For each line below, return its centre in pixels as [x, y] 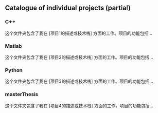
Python [14, 70]
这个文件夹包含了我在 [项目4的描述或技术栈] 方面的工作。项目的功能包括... [79, 105]
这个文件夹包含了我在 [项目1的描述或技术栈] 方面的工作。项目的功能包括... [79, 33]
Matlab [14, 46]
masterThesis [22, 94]
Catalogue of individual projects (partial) [68, 8]
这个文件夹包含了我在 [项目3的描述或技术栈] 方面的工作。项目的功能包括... [79, 81]
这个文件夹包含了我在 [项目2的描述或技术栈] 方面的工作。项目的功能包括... [79, 57]
